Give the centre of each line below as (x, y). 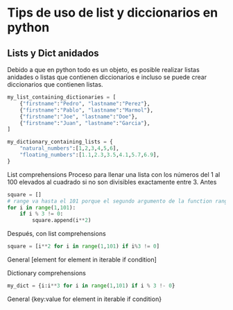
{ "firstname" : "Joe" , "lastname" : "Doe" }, (79, 117)
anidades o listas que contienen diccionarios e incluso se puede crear (107, 77)
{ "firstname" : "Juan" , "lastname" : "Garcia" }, (85, 123)
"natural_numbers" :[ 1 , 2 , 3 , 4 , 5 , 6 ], (69, 148)
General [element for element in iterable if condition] (82, 259)
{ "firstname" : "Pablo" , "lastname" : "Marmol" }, (87, 110)
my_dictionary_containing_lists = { (60, 142)
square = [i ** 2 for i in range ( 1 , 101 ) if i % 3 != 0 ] (84, 247)
